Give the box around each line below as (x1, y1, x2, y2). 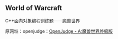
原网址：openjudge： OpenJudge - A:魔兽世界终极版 (5, 28, 113, 34)
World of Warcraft (5, 4, 62, 12)
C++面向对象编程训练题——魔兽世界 (5, 17, 80, 24)
